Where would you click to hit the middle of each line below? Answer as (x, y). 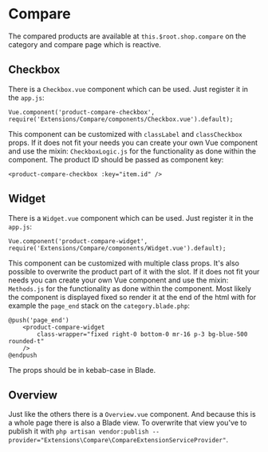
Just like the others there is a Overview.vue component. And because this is (132, 414)
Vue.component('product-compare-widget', (78, 241)
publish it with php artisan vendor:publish (79, 431)
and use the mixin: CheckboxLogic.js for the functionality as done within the (132, 151)
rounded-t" (26, 341)
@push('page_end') (39, 320)
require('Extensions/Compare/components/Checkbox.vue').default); (121, 119)
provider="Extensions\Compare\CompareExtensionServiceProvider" (117, 441)
